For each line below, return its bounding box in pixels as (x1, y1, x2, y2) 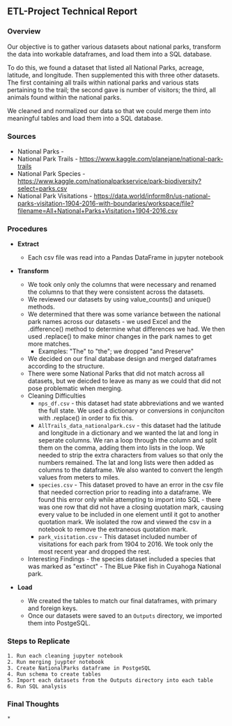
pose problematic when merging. (27, 384, 123, 393)
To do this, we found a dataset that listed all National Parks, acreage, (7, 63, 204, 72)
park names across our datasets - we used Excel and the (27, 318, 192, 326)
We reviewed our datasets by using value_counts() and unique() (27, 295, 211, 304)
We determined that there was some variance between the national (27, 310, 221, 318)
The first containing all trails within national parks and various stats (7, 78, 199, 87)
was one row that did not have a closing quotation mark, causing (38, 503, 224, 512)
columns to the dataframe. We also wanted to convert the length (38, 466, 223, 474)
